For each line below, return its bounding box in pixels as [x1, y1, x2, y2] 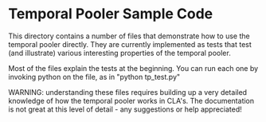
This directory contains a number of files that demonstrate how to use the [8, 31, 250, 41]
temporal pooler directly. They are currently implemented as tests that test [8, 39, 252, 49]
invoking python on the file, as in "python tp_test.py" [8, 72, 181, 81]
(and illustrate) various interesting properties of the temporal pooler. [8, 48, 231, 57]
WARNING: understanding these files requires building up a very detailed [8, 87, 248, 96]
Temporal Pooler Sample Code [8, 5, 213, 23]
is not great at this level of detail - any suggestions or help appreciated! [8, 104, 243, 114]
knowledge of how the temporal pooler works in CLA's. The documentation [8, 96, 255, 105]
